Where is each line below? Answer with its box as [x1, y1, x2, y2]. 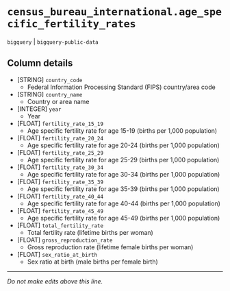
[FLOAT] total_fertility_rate [16, 221, 104, 229]
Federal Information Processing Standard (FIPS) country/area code [27, 83, 216, 91]
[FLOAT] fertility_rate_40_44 [16, 192, 104, 200]
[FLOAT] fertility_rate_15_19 [16, 119, 104, 127]
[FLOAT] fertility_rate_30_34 [16, 163, 104, 171]
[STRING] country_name [16, 90, 83, 98]
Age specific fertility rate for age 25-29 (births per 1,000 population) [27, 155, 220, 164]
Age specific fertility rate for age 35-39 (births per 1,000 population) [27, 184, 220, 193]
